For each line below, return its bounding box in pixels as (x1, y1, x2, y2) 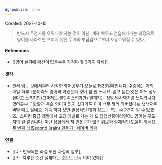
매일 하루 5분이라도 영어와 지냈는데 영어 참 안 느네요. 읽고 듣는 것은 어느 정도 (12, 89, 157, 95)
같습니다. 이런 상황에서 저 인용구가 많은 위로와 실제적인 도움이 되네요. (26, 119, 157, 125)
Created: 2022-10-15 (5, 20, 47, 26)
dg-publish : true (5, 7, 40, 12)
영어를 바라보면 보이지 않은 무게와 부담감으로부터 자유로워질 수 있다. (16, 36, 146, 42)
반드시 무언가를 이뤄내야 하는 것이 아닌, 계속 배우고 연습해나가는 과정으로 (16, 30, 154, 36)
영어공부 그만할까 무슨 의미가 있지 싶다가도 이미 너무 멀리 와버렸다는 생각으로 (12, 101, 158, 107)
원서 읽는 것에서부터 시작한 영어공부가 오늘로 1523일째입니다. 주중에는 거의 (12, 83, 154, 89)
